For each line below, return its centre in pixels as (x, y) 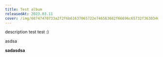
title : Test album (24, 9)
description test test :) (27, 32)
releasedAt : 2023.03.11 (29, 14)
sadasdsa (15, 50)
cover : (12, 18)
